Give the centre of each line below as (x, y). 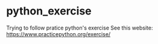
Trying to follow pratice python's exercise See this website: (80, 28)
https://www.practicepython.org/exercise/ (58, 34)
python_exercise (49, 11)
